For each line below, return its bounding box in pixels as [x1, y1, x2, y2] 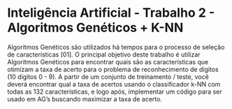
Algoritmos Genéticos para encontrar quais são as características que [7, 57, 209, 66]
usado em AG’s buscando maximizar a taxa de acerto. [7, 94, 163, 103]
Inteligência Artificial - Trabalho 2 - [7, 5, 215, 21]
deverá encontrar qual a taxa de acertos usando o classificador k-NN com [7, 80, 221, 88]
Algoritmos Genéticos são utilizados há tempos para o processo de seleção [7, 43, 225, 51]
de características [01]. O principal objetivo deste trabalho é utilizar [7, 50, 201, 59]
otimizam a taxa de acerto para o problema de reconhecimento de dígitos [7, 65, 219, 73]
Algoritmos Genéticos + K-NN [7, 20, 184, 36]
